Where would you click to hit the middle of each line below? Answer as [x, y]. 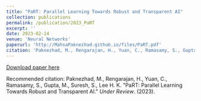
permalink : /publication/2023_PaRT [51, 23]
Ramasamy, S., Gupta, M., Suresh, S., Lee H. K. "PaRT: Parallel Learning [94, 85]
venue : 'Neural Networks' [38, 39]
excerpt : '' [21, 28]
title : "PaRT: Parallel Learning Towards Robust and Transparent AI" [95, 12]
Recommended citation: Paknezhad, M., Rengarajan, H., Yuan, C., [87, 78]
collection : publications [38, 17]
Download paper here [33, 67]
